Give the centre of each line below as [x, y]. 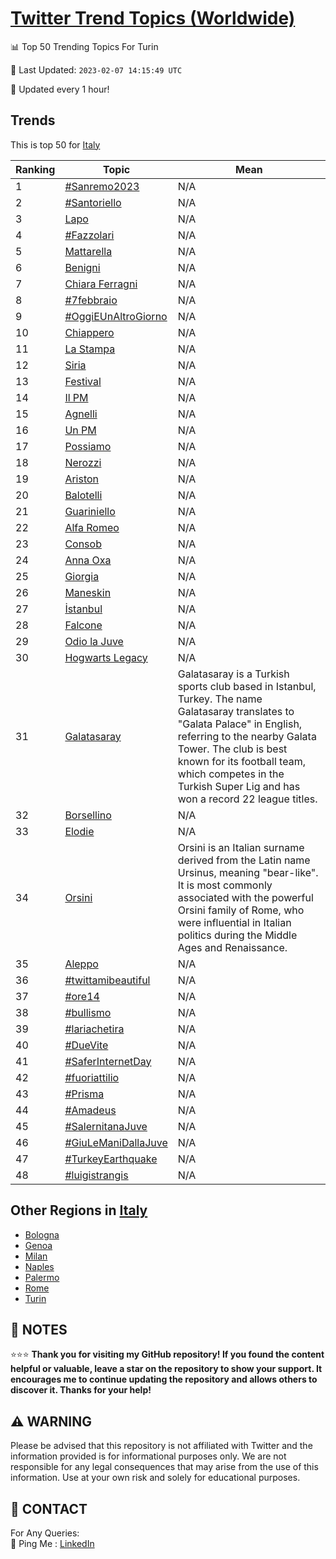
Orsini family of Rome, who [241, 910]
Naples [39, 1266]
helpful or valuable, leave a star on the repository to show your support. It [166, 1369]
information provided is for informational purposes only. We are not [148, 1456]
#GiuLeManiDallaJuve [116, 1142]
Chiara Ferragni [101, 284]
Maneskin [88, 592]
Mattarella [88, 251]
